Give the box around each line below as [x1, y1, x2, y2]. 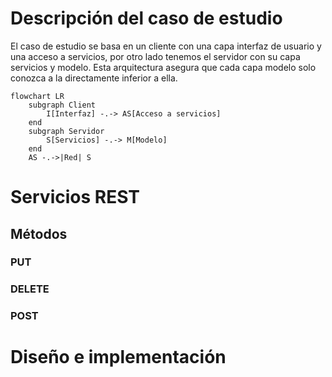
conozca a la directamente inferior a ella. [10, 72, 178, 84]
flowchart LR [10, 91, 65, 101]
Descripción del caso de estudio [10, 7, 283, 30]
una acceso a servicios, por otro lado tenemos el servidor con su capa [10, 50, 301, 62]
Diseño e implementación [10, 346, 227, 369]
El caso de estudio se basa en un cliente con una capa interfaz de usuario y [10, 40, 322, 52]
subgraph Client [28, 100, 97, 110]
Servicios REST [10, 186, 140, 209]
